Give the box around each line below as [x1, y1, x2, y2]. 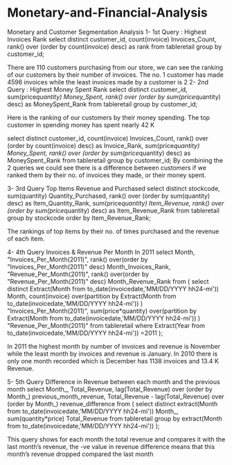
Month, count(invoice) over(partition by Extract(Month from [7, 292, 177, 300]
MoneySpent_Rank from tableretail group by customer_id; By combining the [7, 156, 224, 164]
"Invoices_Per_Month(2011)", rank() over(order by [7, 255, 148, 264]
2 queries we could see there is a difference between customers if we [7, 163, 206, 172]
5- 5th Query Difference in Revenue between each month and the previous [7, 377, 220, 385]
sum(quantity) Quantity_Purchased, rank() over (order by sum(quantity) [7, 192, 211, 200]
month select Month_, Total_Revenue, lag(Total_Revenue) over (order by [7, 385, 213, 393]
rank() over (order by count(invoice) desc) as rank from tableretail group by [7, 42, 222, 51]
